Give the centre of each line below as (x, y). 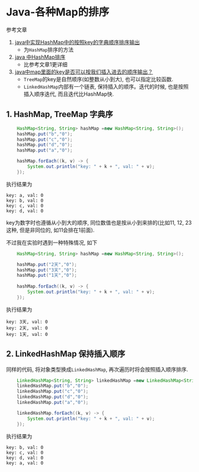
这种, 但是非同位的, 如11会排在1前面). (50, 230)
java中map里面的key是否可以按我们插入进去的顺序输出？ (84, 72)
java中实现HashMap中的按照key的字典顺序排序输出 (77, 42)
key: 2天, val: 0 (27, 328)
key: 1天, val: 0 (27, 334)
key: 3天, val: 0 (27, 322)
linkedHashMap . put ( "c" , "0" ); (53, 392)
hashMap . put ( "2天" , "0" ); (47, 264)
